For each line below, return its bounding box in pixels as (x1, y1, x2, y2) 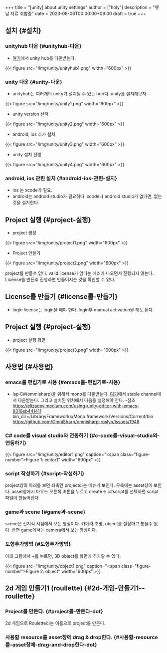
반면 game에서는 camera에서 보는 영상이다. (11, 527, 97, 533)
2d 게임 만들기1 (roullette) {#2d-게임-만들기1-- (5, 584, 146, 592)
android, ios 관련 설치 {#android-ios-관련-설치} (5, 175, 118, 182)
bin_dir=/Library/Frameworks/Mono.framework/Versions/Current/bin (12, 414, 154, 420)
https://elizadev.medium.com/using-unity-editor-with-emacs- (12, 403, 140, 409)
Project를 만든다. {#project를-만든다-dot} (5, 608, 103, 615)
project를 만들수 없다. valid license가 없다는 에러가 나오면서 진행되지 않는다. (5, 270, 154, 276)
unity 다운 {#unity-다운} (5, 78, 62, 85)
